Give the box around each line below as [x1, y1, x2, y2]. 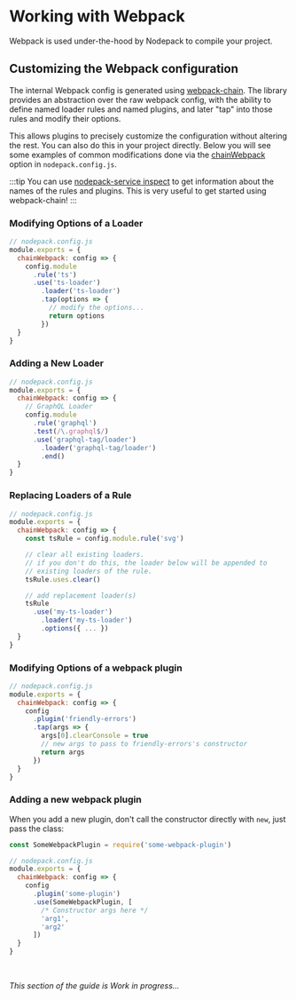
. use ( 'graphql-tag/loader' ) [32, 435, 137, 444]
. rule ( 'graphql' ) [32, 419, 97, 428]
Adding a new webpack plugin [9, 793, 142, 806]
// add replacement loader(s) [25, 591, 137, 600]
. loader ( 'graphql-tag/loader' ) [41, 443, 157, 452]
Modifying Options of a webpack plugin [9, 662, 183, 674]
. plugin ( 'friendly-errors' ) [32, 715, 137, 724]
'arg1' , [41, 914, 69, 923]
